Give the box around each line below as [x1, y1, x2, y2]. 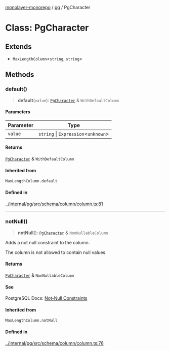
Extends [5, 42, 32, 51]
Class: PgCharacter [5, 22, 89, 34]
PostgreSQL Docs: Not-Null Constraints [5, 295, 88, 301]
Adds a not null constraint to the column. [5, 239, 90, 245]
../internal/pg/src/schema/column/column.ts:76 [5, 340, 104, 346]
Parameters [5, 109, 30, 115]
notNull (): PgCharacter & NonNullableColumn [17, 230, 108, 236]
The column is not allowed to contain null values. [5, 249, 107, 256]
